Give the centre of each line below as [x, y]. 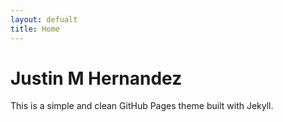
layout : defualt [44, 19]
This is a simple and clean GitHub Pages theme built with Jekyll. [142, 106]
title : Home [35, 29]
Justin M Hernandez [96, 78]
